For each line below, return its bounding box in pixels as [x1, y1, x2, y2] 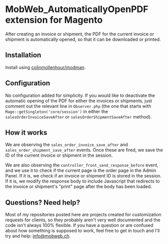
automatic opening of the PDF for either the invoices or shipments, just [5, 97, 152, 104]
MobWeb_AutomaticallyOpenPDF [5, 4, 149, 15]
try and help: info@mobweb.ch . [5, 233, 71, 239]
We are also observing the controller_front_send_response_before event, [5, 162, 159, 168]
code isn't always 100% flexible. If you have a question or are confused [5, 222, 154, 228]
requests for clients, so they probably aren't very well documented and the [5, 217, 160, 223]
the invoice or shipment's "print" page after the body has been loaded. [5, 184, 152, 190]
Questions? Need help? [5, 198, 80, 207]
